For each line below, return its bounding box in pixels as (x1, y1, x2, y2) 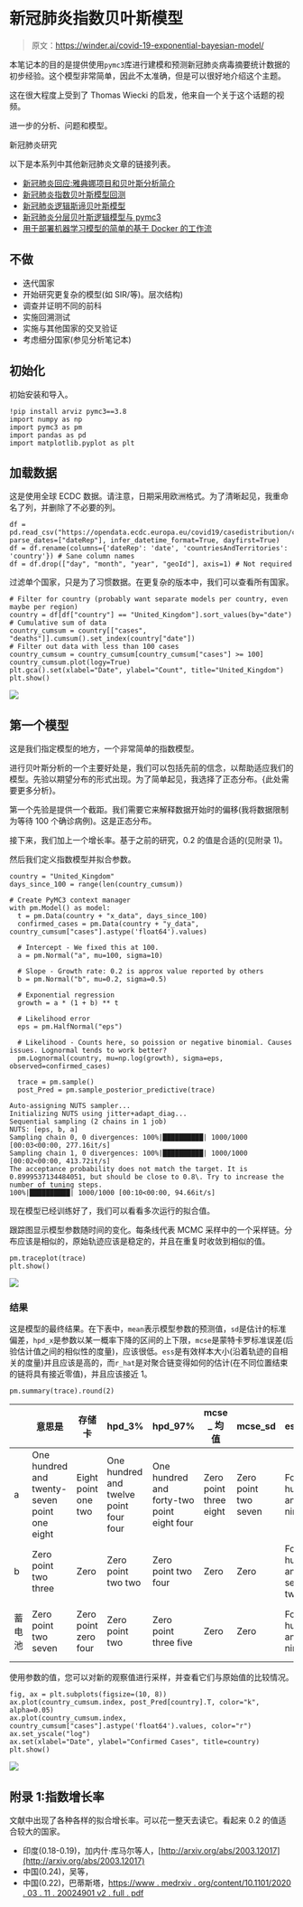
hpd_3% (106, 1420, 144, 1433)
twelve (106, 1489, 135, 1501)
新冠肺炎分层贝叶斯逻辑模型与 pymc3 (22, 211, 161, 222)
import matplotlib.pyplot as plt (9, 438, 135, 447)
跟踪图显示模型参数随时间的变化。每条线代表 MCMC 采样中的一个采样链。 (9, 1225, 285, 1235)
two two (106, 1576, 142, 1589)
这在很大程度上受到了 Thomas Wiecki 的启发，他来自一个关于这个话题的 (9, 89, 277, 100)
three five (151, 1637, 193, 1649)
